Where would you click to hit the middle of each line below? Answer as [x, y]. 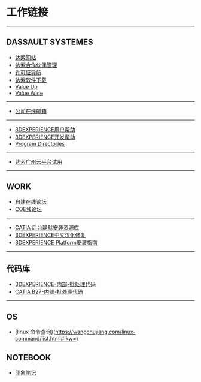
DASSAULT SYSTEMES [50, 42]
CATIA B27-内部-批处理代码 [49, 292]
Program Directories [39, 143]
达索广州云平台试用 [39, 161]
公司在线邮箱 [31, 111]
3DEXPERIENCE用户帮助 [45, 129]
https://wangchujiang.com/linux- [95, 332]
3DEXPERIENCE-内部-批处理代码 [55, 284]
